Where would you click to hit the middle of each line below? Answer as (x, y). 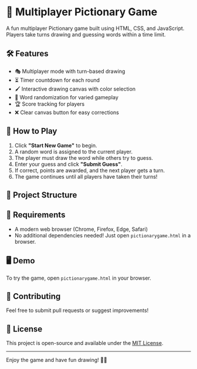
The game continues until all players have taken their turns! (86, 176)
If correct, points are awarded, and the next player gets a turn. (90, 170)
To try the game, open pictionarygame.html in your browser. (79, 278)
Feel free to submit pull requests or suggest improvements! (77, 310)
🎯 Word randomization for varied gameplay (67, 97)
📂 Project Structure (42, 195)
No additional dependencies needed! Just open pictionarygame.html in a (103, 235)
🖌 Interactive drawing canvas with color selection (75, 89)
